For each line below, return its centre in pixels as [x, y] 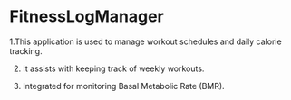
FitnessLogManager [87, 17]
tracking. [26, 50]
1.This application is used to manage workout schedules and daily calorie [146, 41]
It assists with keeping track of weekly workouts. [113, 68]
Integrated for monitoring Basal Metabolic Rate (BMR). [123, 86]
